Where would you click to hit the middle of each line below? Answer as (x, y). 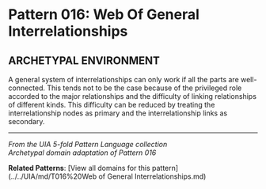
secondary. (27, 121)
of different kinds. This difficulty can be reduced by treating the (112, 105)
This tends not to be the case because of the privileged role (144, 88)
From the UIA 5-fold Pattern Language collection (88, 144)
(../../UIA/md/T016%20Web (53, 176)
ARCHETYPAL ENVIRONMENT (84, 60)
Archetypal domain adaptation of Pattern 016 (82, 153)
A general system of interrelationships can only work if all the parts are (123, 79)
